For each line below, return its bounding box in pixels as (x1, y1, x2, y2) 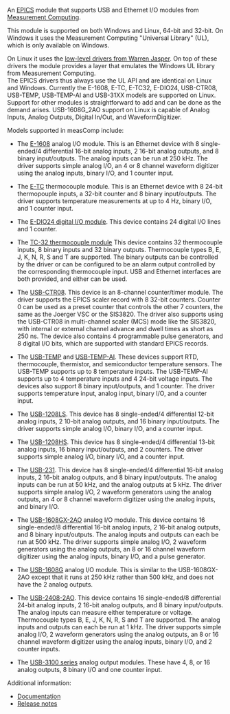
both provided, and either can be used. (16, 275, 128, 283)
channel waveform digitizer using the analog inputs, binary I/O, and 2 (16, 638, 213, 646)
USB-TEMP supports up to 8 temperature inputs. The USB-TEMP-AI (16, 368, 208, 375)
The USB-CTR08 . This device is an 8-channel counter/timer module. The (16, 288, 224, 296)
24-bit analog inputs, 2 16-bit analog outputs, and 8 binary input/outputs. (16, 601, 224, 609)
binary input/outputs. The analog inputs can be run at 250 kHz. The (16, 154, 208, 162)
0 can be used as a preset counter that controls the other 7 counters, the (16, 303, 223, 311)
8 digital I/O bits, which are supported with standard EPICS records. (16, 339, 209, 347)
